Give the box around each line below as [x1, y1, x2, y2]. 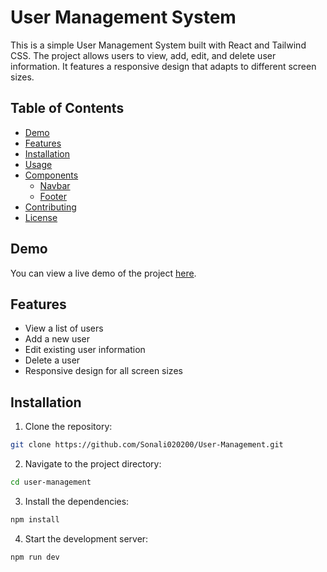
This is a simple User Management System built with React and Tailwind [10, 39, 307, 51]
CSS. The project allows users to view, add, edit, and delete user [10, 49, 277, 61]
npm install [10, 514, 60, 525]
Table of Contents [10, 100, 125, 117]
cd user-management [10, 477, 92, 488]
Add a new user [24, 333, 91, 345]
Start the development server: [24, 532, 149, 545]
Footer [39, 190, 67, 202]
